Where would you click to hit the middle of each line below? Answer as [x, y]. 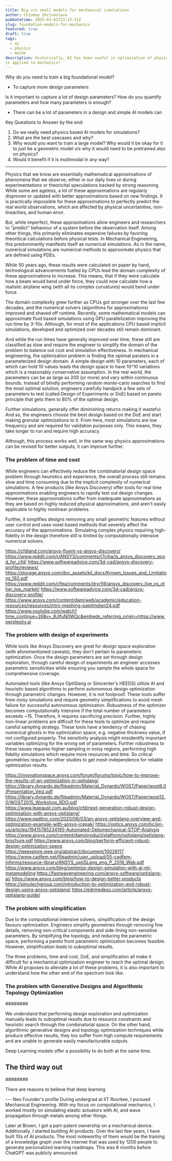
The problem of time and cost [43, 460]
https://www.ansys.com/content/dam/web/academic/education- [73, 600]
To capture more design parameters [51, 87]
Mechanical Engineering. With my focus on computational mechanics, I [80, 1105]
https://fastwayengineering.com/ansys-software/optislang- [99, 873]
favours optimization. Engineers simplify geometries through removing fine [84, 925]
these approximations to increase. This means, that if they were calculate [82, 276]
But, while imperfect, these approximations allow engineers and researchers [86, 222]
